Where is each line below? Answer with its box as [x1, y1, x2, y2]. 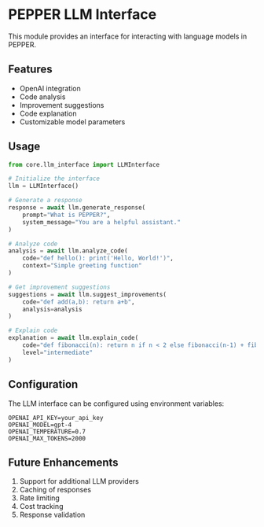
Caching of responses [19, 485, 92, 495]
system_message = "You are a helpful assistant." [22, 218, 181, 226]
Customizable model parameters [19, 116, 126, 127]
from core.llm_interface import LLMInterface [8, 160, 159, 168]
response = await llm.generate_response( [8, 204, 146, 212]
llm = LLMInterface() [8, 182, 79, 190]
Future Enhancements [8, 455, 119, 469]
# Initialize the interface [8, 175, 101, 182]
